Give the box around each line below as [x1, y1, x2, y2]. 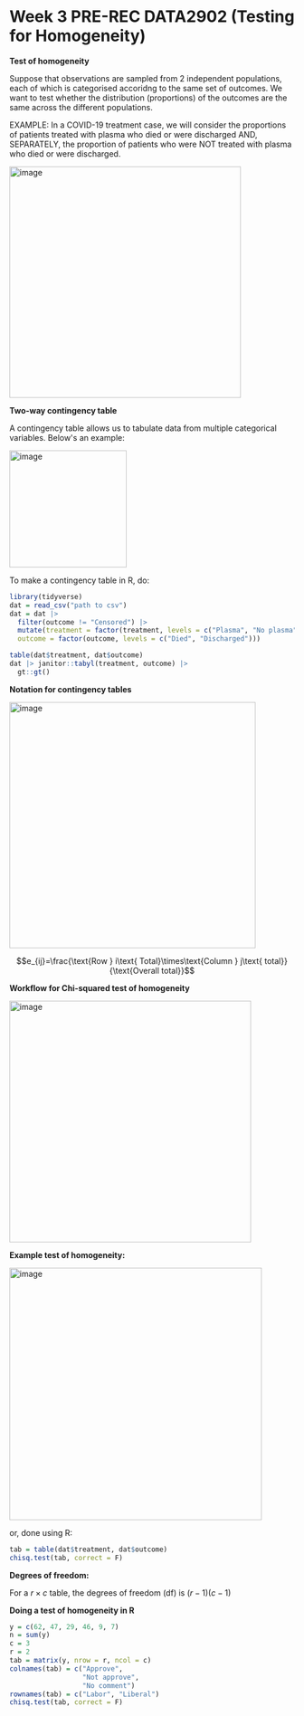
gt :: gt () [17, 667, 51, 676]
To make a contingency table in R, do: [9, 575, 150, 586]
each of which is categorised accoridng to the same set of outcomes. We [9, 82, 283, 93]
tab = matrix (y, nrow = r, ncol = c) [9, 1656, 152, 1665]
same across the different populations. [9, 101, 154, 112]
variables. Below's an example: [9, 432, 125, 443]
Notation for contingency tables [9, 683, 132, 694]
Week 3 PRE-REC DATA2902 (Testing [9, 6, 295, 27]
